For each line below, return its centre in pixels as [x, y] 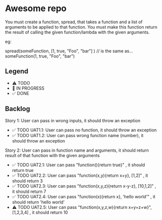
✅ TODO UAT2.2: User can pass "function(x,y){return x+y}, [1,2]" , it [80, 175]
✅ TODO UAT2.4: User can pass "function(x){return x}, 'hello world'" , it [84, 196]
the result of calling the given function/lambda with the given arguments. [77, 32]
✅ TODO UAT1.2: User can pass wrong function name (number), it [78, 135]
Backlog [18, 109]
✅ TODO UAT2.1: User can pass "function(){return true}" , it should [78, 165]
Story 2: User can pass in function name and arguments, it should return [77, 150]
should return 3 [27, 181]
